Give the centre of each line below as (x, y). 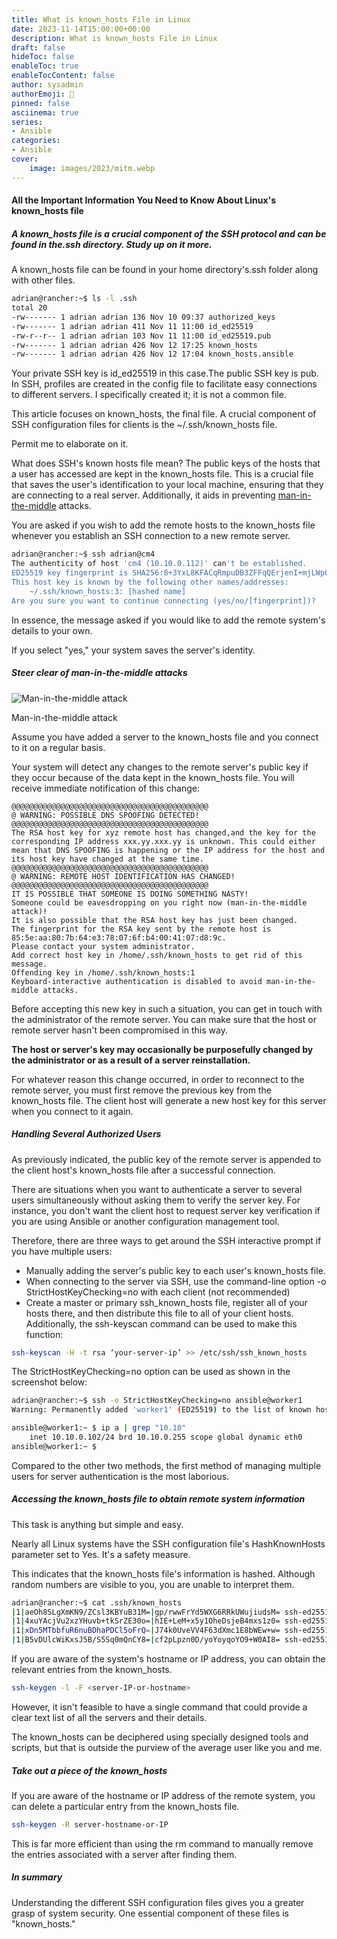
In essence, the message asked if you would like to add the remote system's (168, 620)
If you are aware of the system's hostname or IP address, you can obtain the (168, 1659)
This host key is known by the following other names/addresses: (150, 582)
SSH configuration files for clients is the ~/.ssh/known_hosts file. (144, 425)
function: (44, 1334)
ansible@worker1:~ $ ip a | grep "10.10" (99, 1428)
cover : (25, 159)
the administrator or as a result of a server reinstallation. (131, 1060)
